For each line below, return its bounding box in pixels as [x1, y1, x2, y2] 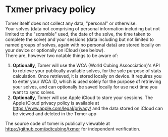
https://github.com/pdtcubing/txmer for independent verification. [5, 125, 140, 132]
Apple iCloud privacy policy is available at [12, 100, 99, 106]
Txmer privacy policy [5, 4, 96, 15]
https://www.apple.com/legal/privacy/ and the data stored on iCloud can [12, 105, 163, 111]
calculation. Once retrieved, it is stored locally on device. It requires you [12, 73, 162, 79]
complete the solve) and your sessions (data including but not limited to [5, 36, 154, 42]
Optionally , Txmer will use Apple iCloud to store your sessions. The [12, 95, 153, 101]
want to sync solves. [12, 89, 55, 95]
